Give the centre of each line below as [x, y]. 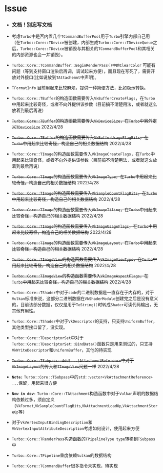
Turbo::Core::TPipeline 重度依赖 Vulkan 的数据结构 [61, 455]
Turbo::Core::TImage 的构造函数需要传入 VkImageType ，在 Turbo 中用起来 [82, 176]
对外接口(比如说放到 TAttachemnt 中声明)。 [57, 77]
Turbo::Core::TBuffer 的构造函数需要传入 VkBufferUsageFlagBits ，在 [80, 137]
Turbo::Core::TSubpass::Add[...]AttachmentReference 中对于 [73, 360]
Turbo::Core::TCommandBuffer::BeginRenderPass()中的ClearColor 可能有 [83, 65]
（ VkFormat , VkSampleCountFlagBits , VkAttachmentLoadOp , [67, 406]
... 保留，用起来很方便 [34, 383]
